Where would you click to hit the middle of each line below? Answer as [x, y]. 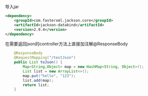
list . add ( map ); [38, 80]
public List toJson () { [38, 62]
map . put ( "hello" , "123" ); [49, 76]
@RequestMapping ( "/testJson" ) [45, 58]
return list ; [36, 85]
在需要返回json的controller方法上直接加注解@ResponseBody [67, 44]
